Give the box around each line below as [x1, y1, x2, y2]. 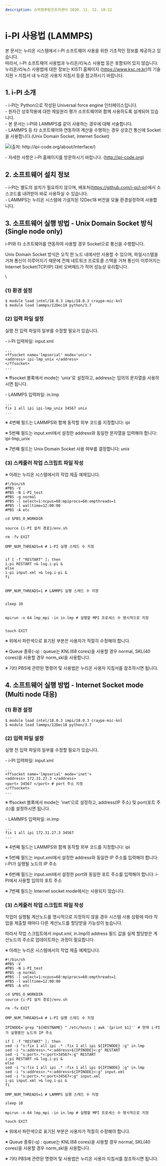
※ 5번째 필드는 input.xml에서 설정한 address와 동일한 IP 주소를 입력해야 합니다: [5, 854, 159, 860]
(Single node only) [5, 227, 63, 236]
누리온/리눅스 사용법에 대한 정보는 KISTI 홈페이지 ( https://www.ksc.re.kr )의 [5, 66, 152, 72]
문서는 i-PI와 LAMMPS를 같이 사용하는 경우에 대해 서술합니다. [13, 121, 133, 127]
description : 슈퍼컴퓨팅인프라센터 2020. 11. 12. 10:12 [5, 7, 112, 12]
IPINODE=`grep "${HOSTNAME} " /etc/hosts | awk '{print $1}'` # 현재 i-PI [5, 1025, 161, 1030]
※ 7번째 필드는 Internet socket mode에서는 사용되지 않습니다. [5, 888, 125, 894]
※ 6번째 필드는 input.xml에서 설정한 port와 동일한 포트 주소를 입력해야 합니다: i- [5, 871, 159, 877]
